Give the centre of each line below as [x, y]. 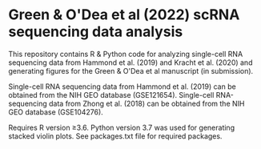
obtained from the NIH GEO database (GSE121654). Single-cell [111, 95]
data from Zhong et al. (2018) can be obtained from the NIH [147, 103]
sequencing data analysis [96, 32]
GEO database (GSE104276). [56, 112]
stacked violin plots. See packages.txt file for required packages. [115, 136]
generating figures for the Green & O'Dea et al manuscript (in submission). [131, 70]
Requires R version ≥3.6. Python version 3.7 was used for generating [121, 127]
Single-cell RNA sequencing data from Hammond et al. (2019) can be [122, 87]
